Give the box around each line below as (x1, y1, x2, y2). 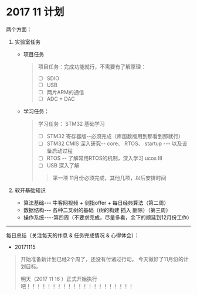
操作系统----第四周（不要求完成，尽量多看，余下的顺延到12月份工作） (23, 214, 192, 221)
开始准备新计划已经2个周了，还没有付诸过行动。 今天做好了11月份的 (20, 256, 184, 263)
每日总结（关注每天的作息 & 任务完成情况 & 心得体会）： (6, 232, 140, 239)
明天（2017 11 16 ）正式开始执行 (20, 276, 98, 283)
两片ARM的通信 (46, 89, 84, 96)
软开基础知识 (14, 187, 46, 194)
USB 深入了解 (46, 162, 80, 169)
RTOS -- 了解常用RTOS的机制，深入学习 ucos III (46, 155, 162, 162)
